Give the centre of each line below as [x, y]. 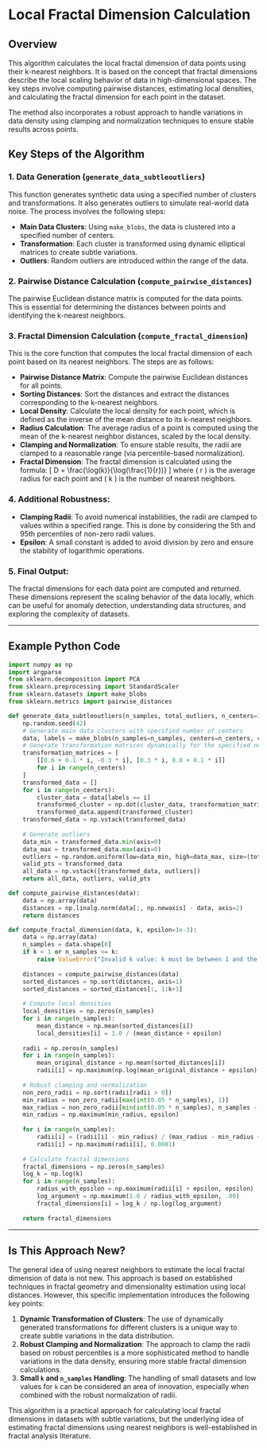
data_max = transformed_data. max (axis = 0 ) [92, 849]
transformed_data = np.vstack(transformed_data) [104, 820]
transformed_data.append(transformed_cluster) [115, 812]
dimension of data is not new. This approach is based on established [120, 1278]
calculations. [41, 1370]
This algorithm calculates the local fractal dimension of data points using [127, 63]
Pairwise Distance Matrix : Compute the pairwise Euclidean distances [134, 377]
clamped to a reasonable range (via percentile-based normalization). [132, 453]
